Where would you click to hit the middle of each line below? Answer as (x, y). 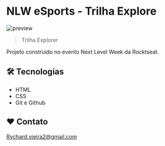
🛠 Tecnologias (35, 72)
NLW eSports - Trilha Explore (82, 11)
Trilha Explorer (40, 40)
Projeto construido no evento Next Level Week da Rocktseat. (83, 52)
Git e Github (30, 103)
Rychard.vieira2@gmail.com (42, 136)
